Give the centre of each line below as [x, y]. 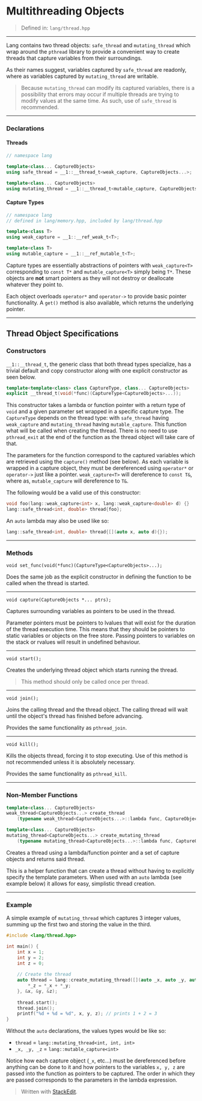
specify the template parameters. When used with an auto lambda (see [94, 877]
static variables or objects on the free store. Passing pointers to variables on [101, 636]
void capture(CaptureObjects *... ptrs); [59, 600]
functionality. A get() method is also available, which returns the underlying [100, 303]
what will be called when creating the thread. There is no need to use [92, 431]
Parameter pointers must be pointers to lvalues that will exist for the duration [101, 623]
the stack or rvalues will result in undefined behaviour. [73, 642]
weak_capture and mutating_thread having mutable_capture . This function [96, 425]
